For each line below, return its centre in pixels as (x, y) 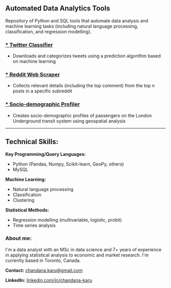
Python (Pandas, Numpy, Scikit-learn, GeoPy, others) (68, 164)
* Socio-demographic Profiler (43, 104)
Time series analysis (34, 225)
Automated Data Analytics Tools (58, 8)
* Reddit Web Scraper (33, 75)
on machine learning (34, 61)
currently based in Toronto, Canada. (43, 260)
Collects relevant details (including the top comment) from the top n (84, 86)
